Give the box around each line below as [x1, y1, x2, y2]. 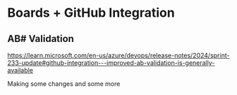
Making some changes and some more [7, 80, 121, 88]
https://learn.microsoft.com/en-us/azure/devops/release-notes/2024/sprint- [7, 51, 230, 59]
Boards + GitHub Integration [7, 5, 175, 21]
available [7, 66, 34, 74]
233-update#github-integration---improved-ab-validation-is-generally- [7, 59, 215, 67]
